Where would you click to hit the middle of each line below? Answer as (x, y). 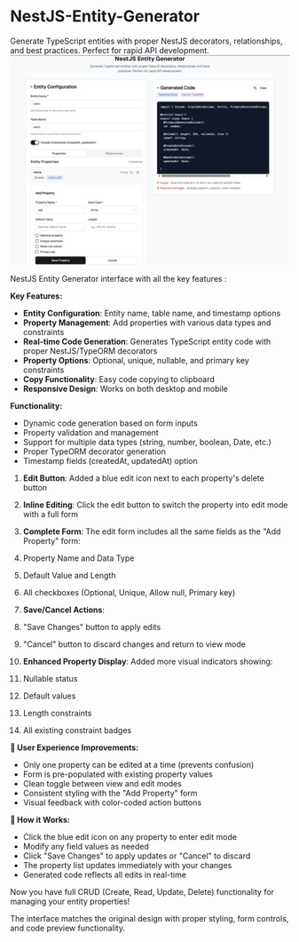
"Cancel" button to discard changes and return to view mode (134, 644)
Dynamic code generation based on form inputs (110, 423)
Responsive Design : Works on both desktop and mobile (126, 388)
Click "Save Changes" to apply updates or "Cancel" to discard (137, 856)
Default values (49, 696)
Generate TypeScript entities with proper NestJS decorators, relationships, (146, 41)
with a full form (51, 514)
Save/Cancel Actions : (64, 610)
